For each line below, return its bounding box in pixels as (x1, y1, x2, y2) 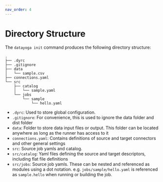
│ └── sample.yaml (14, 88, 56, 93)
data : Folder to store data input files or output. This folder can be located (12, 125, 159, 131)
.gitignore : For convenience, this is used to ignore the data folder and (12, 114, 154, 120)
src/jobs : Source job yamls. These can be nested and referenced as (12, 161, 150, 167)
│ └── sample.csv (5, 71, 45, 76)
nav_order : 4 (5, 7, 32, 12)
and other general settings (12, 140, 66, 146)
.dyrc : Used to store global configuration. (12, 109, 96, 115)
